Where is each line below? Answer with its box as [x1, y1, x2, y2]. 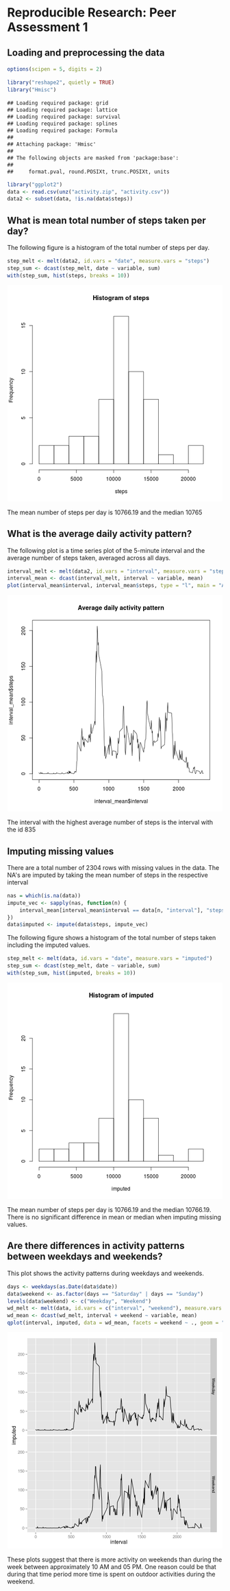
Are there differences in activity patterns [7, 1240, 185, 1252]
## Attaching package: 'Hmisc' [7, 141, 97, 148]
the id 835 [7, 825, 36, 834]
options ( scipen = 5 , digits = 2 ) [7, 66, 103, 73]
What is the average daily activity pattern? [7, 528, 192, 540]
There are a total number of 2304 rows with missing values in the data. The [7, 863, 220, 871]
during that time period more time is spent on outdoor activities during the [7, 1570, 216, 1578]
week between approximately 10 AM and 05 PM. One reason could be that [7, 1563, 217, 1570]
